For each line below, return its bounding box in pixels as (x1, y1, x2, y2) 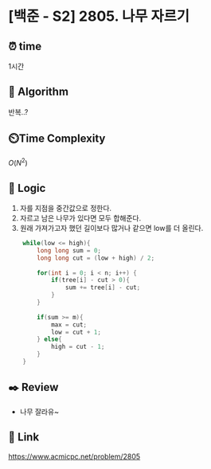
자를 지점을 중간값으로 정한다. (19, 204, 112, 213)
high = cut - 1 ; (50, 343, 105, 351)
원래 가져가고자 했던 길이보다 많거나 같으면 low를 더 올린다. (19, 224, 204, 233)
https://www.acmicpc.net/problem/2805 (8, 451, 141, 461)
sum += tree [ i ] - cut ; (64, 283, 141, 291)
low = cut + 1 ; (50, 328, 102, 336)
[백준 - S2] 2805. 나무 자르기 (8, 7, 190, 25)
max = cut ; (50, 320, 88, 329)
